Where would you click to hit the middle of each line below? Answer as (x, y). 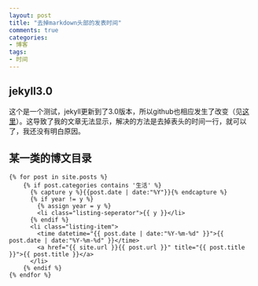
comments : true (34, 30)
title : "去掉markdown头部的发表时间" (65, 23)
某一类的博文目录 (50, 158)
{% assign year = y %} (74, 206)
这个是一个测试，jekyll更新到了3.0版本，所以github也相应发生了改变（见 (126, 111)
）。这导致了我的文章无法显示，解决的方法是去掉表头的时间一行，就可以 (131, 121)
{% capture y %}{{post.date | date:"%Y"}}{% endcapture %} (128, 192)
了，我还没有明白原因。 (47, 131)
